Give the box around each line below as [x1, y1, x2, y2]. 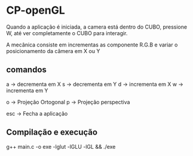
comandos [6, 65, 47, 75]
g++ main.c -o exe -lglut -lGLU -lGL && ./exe [6, 143, 116, 150]
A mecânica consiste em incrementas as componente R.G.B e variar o [6, 41, 178, 48]
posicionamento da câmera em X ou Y [6, 47, 100, 54]
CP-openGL [6, 4, 66, 17]
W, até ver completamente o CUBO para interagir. [6, 29, 128, 36]
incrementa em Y [6, 87, 48, 94]
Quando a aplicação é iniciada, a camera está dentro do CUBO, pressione [6, 23, 187, 30]
